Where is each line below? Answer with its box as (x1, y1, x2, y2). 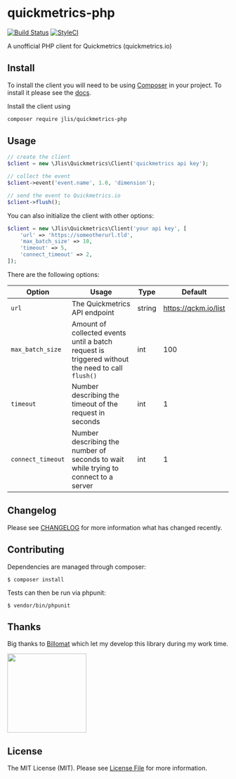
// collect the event (7, 173, 71, 180)
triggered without (71, 354, 129, 363)
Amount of (71, 318, 107, 328)
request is (71, 345, 105, 355)
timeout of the (71, 399, 118, 408)
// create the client (7, 153, 71, 161)
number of (71, 445, 107, 455)
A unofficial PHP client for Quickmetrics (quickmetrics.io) (7, 41, 172, 50)
